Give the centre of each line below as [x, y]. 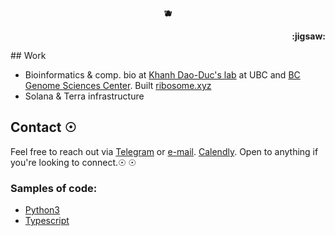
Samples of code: [54, 188]
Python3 [42, 210]
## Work [28, 55]
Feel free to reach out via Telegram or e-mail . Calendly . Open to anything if [164, 151]
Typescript [47, 221]
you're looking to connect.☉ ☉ [73, 162]
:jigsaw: [308, 36]
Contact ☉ [43, 127]
